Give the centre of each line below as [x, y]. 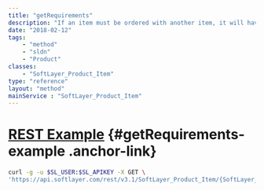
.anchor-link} [112, 151]
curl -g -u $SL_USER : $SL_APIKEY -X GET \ [77, 173]
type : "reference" [38, 81]
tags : [17, 37]
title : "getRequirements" [50, 15]
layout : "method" [37, 88]
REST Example [56, 135]
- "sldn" [37, 52]
